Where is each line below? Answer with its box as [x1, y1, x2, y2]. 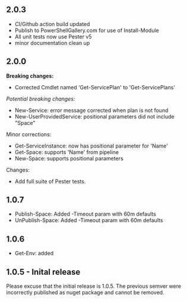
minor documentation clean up [14, 39, 90, 46]
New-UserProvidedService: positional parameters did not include [14, 113, 175, 120]
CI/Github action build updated [14, 20, 90, 27]
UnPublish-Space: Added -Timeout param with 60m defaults [14, 217, 163, 224]
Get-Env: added [14, 250, 54, 257]
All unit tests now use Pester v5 [14, 33, 92, 40]
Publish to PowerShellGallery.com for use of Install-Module [14, 27, 159, 34]
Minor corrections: [6, 130, 52, 138]
